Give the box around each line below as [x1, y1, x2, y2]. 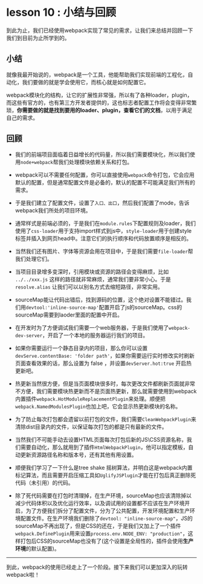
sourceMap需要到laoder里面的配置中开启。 [14, 311, 123, 318]
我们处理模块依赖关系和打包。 [58, 158, 133, 165]
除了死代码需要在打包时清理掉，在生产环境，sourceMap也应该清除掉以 [14, 491, 192, 499]
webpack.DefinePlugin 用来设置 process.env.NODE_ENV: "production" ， [14, 530, 188, 537]
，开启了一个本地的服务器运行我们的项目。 [42, 331, 149, 339]
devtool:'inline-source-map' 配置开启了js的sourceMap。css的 [25, 303, 182, 310]
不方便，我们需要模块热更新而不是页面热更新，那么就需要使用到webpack [14, 387, 197, 395]
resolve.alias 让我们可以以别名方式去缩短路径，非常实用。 [14, 283, 163, 290]
